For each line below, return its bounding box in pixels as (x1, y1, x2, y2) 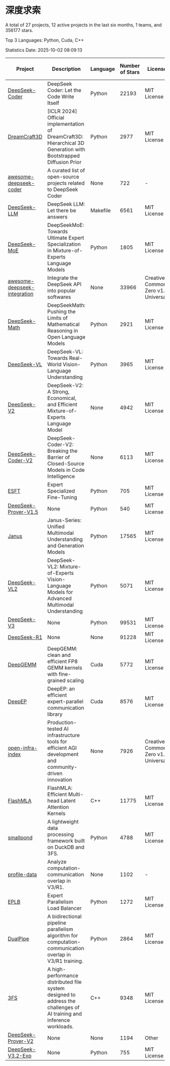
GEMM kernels (47, 664, 82, 671)
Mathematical (47, 321, 80, 328)
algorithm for (47, 932, 78, 939)
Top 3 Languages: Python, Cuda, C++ (5, 37, 84, 43)
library (47, 710, 63, 717)
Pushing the (47, 308, 76, 315)
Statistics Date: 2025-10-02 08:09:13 (5, 47, 82, 53)
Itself (47, 99, 60, 106)
